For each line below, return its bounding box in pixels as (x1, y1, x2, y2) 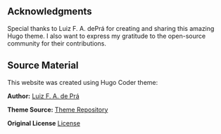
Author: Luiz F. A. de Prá (7, 91, 80, 100)
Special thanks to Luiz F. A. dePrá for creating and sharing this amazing (7, 24, 215, 32)
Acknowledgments (7, 6, 93, 18)
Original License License (7, 119, 81, 127)
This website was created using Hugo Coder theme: (7, 78, 158, 86)
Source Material (7, 60, 79, 72)
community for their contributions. (7, 39, 107, 48)
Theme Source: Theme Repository (7, 105, 108, 114)
